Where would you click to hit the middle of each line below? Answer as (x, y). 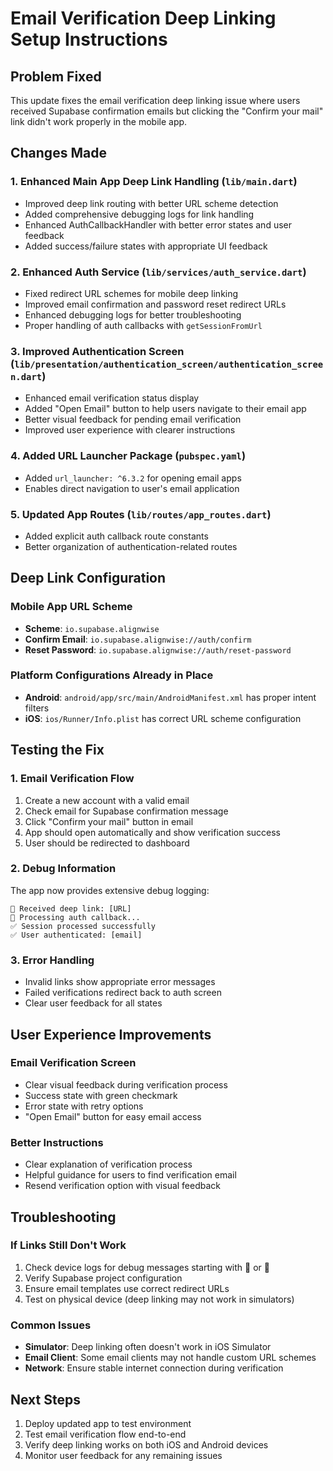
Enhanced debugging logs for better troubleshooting (133, 314)
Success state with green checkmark (101, 1095)
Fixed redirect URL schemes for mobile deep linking (131, 293)
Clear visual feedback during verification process (126, 1084)
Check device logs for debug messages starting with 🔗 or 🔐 (147, 1267)
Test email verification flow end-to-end (105, 1434)
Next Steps (45, 1399)
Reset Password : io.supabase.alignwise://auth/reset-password (158, 649)
